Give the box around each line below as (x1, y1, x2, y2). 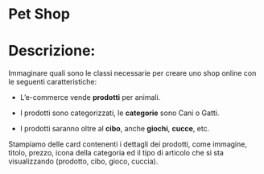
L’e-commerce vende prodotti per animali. (19, 93, 161, 102)
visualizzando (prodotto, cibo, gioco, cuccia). (8, 156, 159, 166)
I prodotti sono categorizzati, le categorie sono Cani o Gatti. (19, 108, 220, 118)
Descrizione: (8, 42, 96, 60)
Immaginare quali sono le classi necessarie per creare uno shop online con (8, 68, 257, 78)
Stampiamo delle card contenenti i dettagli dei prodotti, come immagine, (8, 139, 248, 149)
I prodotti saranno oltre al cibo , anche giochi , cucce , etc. (19, 124, 210, 134)
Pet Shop (8, 5, 71, 23)
